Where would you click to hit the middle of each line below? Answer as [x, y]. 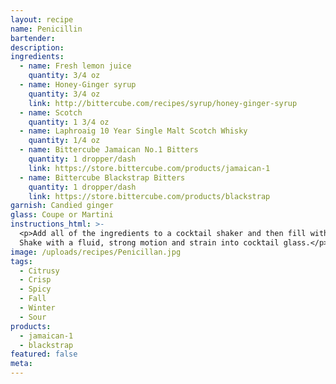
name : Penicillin [46, 29]
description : [37, 47]
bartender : [33, 38]
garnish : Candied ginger [62, 206]
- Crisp [35, 280]
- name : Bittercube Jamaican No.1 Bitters [109, 150]
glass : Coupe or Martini [62, 215]
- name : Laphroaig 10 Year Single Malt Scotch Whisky [133, 131]
